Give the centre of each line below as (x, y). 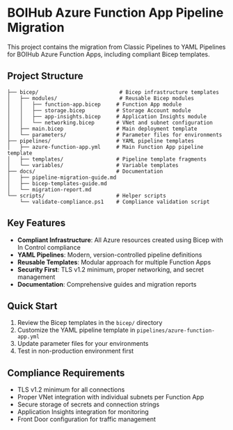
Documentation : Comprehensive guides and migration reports (107, 284)
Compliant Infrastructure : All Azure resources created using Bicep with (120, 240)
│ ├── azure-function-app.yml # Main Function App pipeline (105, 147)
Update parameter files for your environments (83, 344)
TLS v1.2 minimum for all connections (71, 390)
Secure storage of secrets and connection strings (88, 404)
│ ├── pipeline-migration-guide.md (62, 177)
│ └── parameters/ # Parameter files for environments (115, 135)
